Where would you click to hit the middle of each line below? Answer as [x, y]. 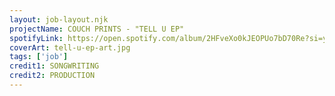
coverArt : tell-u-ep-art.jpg [70, 47]
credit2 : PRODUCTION [52, 76]
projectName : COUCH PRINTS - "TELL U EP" [97, 29]
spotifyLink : [36, 38]
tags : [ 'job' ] [39, 57]
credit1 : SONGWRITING [54, 66]
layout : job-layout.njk [59, 19]
